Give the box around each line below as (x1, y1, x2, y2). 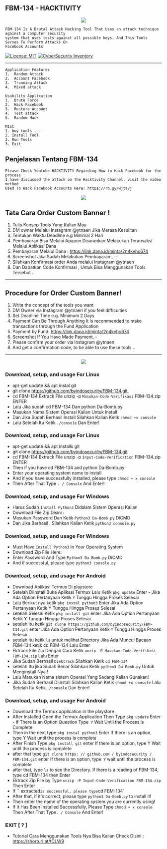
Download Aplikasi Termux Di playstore (12, 584, 93, 590)
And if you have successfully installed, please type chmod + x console (12, 475, 156, 481)
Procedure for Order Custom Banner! (5, 289, 122, 297)
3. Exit (5, 141, 21, 146)
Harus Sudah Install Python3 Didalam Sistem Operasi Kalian (12, 504, 138, 510)
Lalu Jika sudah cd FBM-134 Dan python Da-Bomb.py (12, 404, 123, 410)
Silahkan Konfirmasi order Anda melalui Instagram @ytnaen (12, 259, 134, 265)
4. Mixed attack (5, 84, 41, 89)
